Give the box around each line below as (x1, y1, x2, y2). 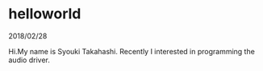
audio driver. (8, 55, 50, 65)
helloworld (8, 5, 81, 23)
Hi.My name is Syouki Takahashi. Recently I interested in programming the (8, 46, 256, 56)
